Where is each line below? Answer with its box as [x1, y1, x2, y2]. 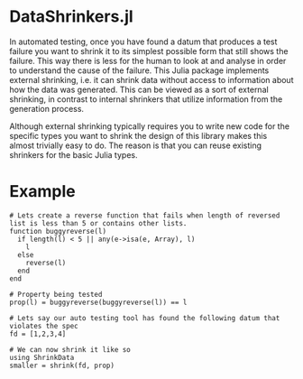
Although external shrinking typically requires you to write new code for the [9, 120, 290, 132]
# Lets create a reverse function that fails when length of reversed [9, 210, 280, 220]
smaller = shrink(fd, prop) [9, 361, 115, 370]
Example [9, 181, 76, 202]
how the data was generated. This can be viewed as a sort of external [9, 84, 269, 95]
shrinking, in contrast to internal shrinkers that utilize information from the [9, 93, 283, 105]
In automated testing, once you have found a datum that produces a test [9, 36, 278, 47]
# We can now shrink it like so [9, 345, 131, 354]
